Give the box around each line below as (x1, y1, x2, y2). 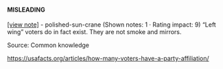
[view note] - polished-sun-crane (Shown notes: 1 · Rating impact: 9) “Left (7, 20, 216, 29)
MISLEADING (7, 5, 46, 14)
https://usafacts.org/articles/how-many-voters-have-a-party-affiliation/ (7, 55, 209, 63)
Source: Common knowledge (7, 41, 90, 49)
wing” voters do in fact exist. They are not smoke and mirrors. (7, 28, 182, 36)
